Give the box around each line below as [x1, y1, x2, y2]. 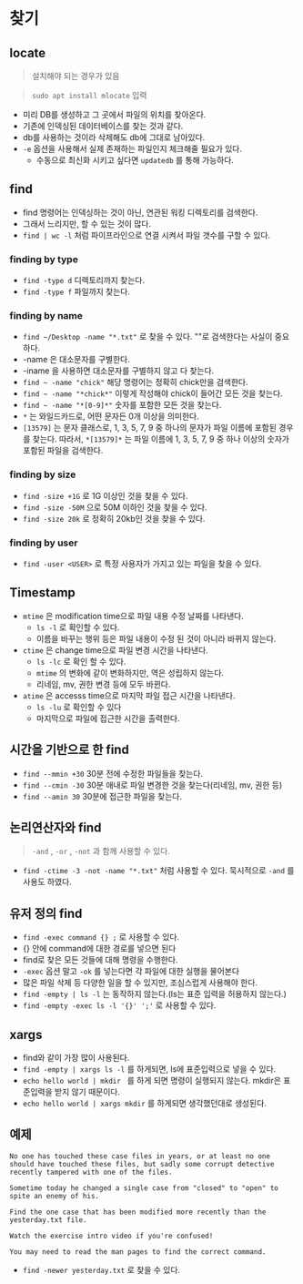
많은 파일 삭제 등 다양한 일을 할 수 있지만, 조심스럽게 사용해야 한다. [22, 977, 258, 988]
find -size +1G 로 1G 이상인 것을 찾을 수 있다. [22, 490, 188, 501]
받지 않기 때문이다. [54, 1086, 121, 1097]
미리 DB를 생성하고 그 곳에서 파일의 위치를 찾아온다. [22, 109, 207, 119]
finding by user [9, 536, 78, 549]
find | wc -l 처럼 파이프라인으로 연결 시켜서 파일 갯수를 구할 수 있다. [22, 229, 271, 240]
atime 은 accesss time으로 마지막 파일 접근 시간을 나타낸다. [22, 689, 236, 701]
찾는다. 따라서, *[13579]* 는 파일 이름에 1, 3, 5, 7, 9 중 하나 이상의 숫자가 [32, 433, 289, 444]
